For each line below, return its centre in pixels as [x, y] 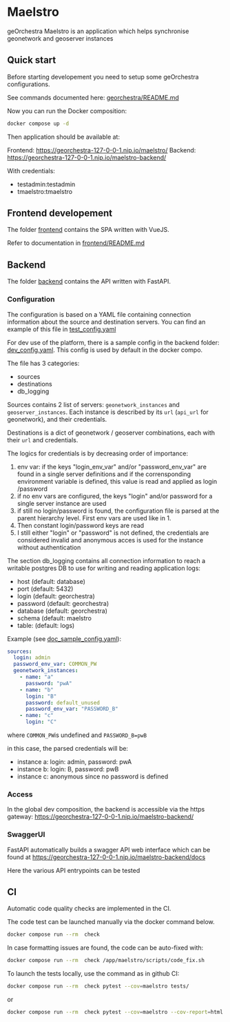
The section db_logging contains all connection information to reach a [106, 560]
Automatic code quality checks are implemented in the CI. [89, 909]
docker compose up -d [38, 124]
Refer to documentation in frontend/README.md [76, 243]
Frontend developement [60, 214]
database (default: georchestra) [62, 611]
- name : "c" [36, 716]
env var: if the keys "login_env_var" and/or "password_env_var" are [112, 466]
